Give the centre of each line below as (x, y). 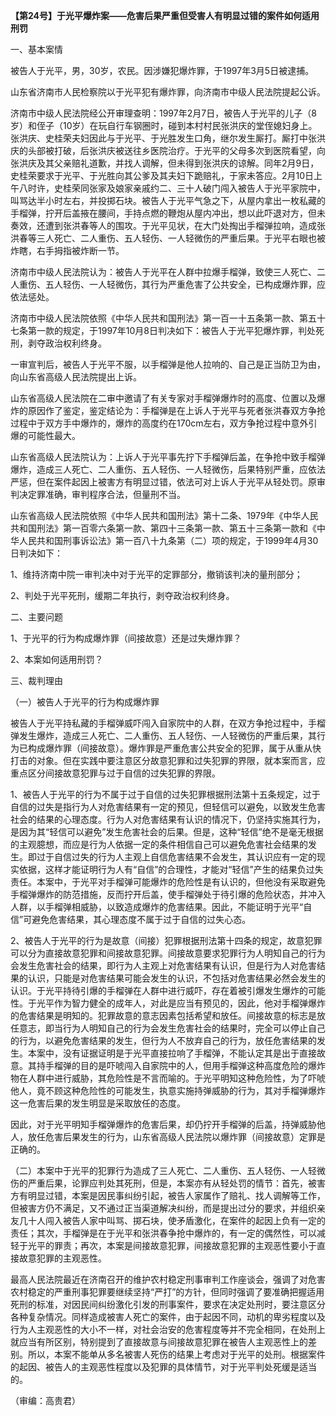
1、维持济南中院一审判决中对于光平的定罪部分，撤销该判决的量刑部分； (156, 574)
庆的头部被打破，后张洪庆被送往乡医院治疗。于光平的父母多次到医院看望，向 (168, 150)
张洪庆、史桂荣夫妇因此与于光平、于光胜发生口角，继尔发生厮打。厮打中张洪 (168, 138)
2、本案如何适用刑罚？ (57, 659)
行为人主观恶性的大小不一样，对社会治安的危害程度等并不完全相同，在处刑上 (168, 1329)
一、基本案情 (36, 49)
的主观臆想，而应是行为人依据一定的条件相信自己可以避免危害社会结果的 (159, 844)
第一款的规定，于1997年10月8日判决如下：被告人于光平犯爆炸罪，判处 (171, 330)
